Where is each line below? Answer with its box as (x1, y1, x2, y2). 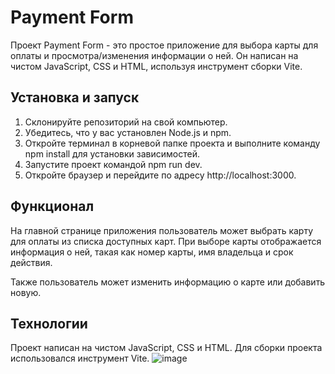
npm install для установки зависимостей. (24, 147, 200, 160)
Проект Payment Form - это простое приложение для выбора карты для (10, 39, 319, 51)
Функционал (10, 198, 95, 215)
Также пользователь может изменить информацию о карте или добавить (10, 276, 326, 288)
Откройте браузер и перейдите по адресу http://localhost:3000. (24, 169, 297, 181)
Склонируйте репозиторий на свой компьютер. (24, 116, 228, 128)
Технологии (10, 315, 88, 332)
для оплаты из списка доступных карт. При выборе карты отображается (10, 235, 322, 247)
